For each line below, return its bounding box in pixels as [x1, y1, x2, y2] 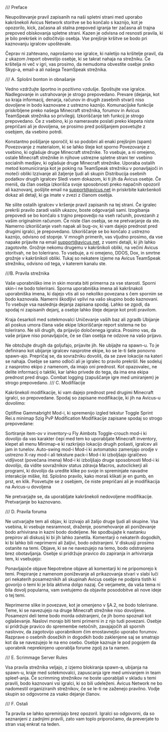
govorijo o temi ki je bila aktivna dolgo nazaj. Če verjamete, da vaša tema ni [5, 582, 160, 588]
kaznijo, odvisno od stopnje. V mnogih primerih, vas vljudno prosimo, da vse [5, 234, 163, 239]
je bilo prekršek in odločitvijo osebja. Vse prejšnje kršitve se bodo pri [5, 35, 147, 41]
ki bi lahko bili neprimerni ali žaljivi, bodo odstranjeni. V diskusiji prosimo [5, 540, 154, 545]
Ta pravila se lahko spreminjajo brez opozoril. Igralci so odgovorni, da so [5, 710, 154, 716]
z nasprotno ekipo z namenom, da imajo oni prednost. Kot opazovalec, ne [5, 364, 157, 369]
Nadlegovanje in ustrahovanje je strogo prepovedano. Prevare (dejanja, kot [5, 92, 160, 97]
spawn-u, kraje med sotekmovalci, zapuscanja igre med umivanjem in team [5, 670, 161, 676]
